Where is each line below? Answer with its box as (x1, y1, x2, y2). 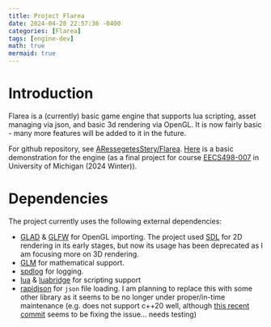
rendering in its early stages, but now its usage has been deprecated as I (19, 240, 263, 250)
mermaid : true (8, 49, 57, 57)
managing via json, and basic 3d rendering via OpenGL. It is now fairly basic (8, 119, 262, 130)
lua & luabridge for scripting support (19, 274, 142, 284)
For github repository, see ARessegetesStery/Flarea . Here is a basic (8, 143, 234, 154)
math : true (8, 42, 45, 50)
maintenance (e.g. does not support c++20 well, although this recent (19, 300, 250, 310)
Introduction (8, 84, 94, 103)
